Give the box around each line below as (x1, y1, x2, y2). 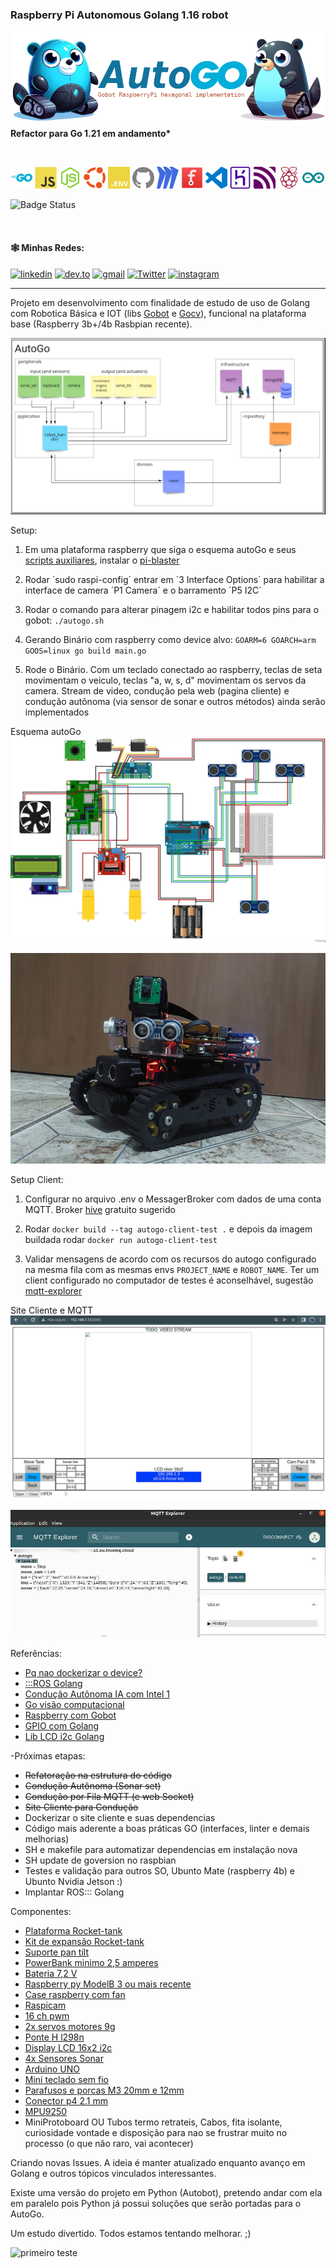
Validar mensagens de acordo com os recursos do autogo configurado (24, 1253, 317, 1265)
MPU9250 (24, 2105, 68, 2117)
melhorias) (24, 1833, 70, 1845)
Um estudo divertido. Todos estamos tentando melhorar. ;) (10, 2227, 252, 2239)
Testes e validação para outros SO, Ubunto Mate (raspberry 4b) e (24, 1864, 295, 1877)
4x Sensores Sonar (24, 2052, 104, 2064)
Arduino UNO (24, 2063, 81, 2075)
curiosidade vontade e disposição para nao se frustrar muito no (24, 2126, 288, 2138)
